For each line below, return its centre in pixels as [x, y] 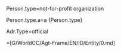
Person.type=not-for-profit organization [55, 9]
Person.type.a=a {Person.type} [44, 20]
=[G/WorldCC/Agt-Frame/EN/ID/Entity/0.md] [61, 43]
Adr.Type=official [27, 31]
